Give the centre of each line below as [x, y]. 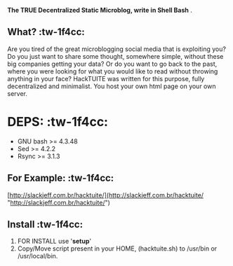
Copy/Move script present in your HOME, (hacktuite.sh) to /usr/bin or [117, 248]
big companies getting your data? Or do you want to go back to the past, [112, 64]
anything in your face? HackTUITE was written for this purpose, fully [106, 78]
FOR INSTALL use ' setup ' [54, 241]
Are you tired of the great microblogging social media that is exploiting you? [117, 49]
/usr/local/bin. [38, 256]
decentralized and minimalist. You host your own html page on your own [112, 86]
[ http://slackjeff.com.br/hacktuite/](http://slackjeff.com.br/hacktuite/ [106, 195]
